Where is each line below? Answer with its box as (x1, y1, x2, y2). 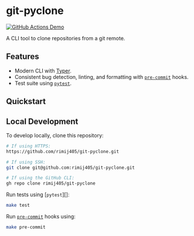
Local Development (6, 116, 79, 126)
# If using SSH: (6, 159, 46, 165)
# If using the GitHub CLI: (6, 175, 75, 181)
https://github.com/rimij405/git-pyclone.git (6, 148, 119, 154)
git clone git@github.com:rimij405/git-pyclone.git (6, 165, 135, 171)
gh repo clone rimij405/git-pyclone (6, 181, 96, 186)
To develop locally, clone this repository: (6, 131, 104, 138)
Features (6, 51, 39, 62)
